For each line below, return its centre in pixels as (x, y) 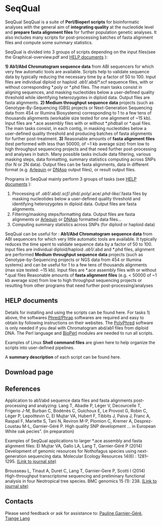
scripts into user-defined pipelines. (40, 347)
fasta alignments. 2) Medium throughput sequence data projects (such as (79, 102)
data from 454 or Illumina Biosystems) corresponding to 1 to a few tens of (78, 113)
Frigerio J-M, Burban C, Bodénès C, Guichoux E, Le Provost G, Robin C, (76, 411)
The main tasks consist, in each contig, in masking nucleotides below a (76, 128)
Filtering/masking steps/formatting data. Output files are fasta (74, 214)
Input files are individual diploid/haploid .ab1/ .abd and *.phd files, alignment (80, 249)
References (23, 389)
